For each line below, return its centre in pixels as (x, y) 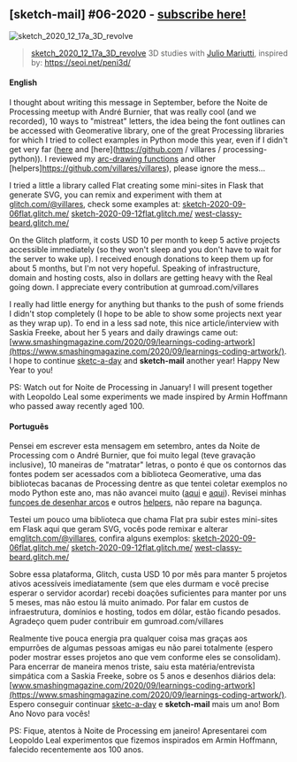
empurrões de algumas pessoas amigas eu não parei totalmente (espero (141, 648)
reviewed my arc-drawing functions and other (132, 159)
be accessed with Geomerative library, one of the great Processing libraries (147, 131)
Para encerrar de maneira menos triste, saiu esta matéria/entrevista (132, 666)
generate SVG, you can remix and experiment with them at (116, 195)
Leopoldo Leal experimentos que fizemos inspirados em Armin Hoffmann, (144, 740)
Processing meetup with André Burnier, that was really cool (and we (133, 112)
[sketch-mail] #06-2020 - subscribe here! (128, 15)
